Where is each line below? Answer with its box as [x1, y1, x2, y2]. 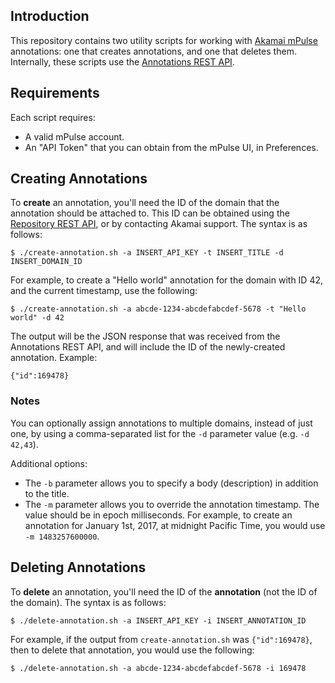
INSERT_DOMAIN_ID [10, 257, 83, 267]
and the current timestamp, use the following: [10, 285, 198, 297]
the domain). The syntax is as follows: [10, 596, 167, 608]
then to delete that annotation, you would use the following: [10, 644, 255, 656]
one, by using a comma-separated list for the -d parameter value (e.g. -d [10, 427, 310, 439]
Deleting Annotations [10, 559, 147, 576]
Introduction [10, 8, 90, 25]
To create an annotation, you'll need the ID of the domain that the [10, 197, 280, 209]
